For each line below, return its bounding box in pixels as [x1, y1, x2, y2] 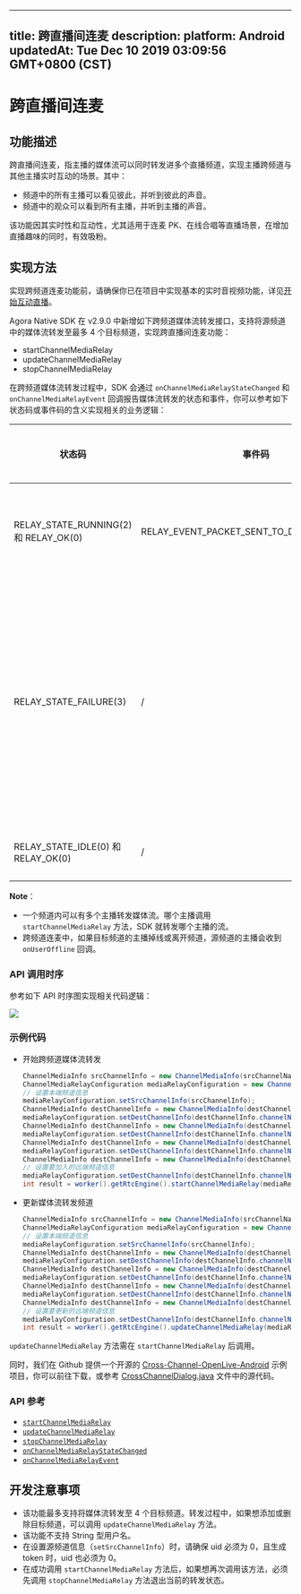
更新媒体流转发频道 [21, 1197, 94, 1208]
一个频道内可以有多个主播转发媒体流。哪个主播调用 [21, 910, 211, 921]
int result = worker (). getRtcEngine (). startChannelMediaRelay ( [21, 1179, 264, 1189]
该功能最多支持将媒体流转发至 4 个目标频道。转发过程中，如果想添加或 [21, 1508, 284, 1519]
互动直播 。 [16, 296, 56, 307]
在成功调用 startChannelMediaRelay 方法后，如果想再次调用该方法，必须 [21, 1564, 288, 1574]
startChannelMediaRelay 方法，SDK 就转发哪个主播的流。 [21, 921, 234, 932]
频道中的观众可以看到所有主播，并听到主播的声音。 [21, 201, 211, 211]
